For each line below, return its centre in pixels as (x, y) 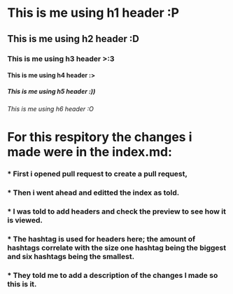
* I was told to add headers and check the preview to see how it (116, 211)
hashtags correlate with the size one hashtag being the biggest (117, 248)
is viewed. (25, 220)
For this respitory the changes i (100, 137)
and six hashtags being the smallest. (71, 256)
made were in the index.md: (90, 152)
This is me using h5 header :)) (51, 91)
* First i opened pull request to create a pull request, (97, 174)
